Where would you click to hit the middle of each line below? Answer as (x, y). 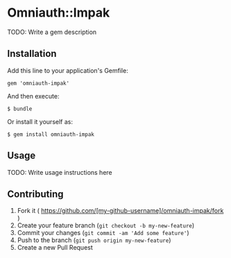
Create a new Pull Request (55, 248)
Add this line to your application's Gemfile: (68, 70)
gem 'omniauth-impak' (38, 83)
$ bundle (20, 109)
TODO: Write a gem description (52, 32)
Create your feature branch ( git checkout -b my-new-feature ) (106, 225)
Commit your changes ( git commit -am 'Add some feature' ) (103, 233)
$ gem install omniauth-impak (51, 134)
